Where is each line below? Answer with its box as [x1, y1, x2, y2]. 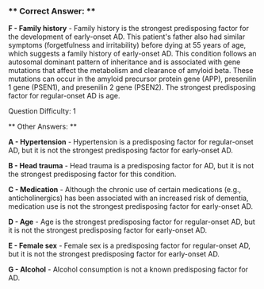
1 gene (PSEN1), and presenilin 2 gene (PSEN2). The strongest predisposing [8, 83, 256, 92]
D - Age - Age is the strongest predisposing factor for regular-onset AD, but [8, 217, 255, 227]
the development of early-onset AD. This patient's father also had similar [8, 32, 246, 41]
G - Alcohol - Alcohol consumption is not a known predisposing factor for [8, 264, 248, 275]
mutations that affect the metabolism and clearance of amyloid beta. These [8, 66, 254, 75]
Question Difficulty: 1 [8, 106, 77, 116]
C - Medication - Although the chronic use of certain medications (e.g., [8, 185, 242, 195]
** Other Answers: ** [8, 121, 78, 132]
